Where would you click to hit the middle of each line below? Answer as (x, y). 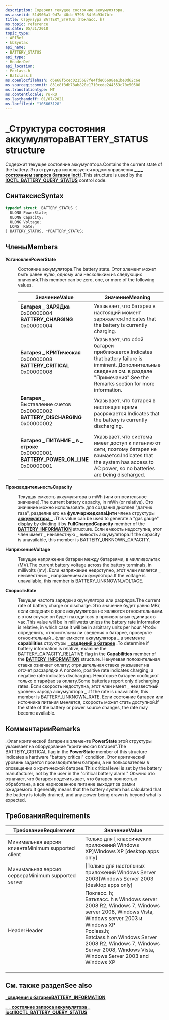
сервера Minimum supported (42, 875)
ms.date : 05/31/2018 (27, 29)
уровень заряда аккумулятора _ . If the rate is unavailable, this (83, 691)
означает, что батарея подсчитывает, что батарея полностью (71, 779)
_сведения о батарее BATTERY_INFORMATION (55, 997)
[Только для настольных (115, 865)
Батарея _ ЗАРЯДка (45, 307)
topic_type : (18, 33)
